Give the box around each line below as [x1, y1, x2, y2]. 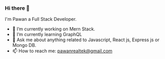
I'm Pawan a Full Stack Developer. [5, 16, 77, 22]
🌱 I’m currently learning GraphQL [12, 32, 82, 38]
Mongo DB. [12, 42, 36, 48]
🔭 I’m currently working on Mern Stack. [12, 26, 96, 32]
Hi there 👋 [5, 5, 30, 12]
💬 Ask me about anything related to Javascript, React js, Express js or [12, 37, 160, 43]
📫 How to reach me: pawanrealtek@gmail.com [12, 48, 113, 54]
